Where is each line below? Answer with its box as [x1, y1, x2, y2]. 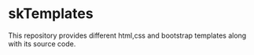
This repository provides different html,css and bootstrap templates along [8, 31, 247, 40]
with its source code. [8, 38, 76, 48]
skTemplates [8, 5, 94, 23]
